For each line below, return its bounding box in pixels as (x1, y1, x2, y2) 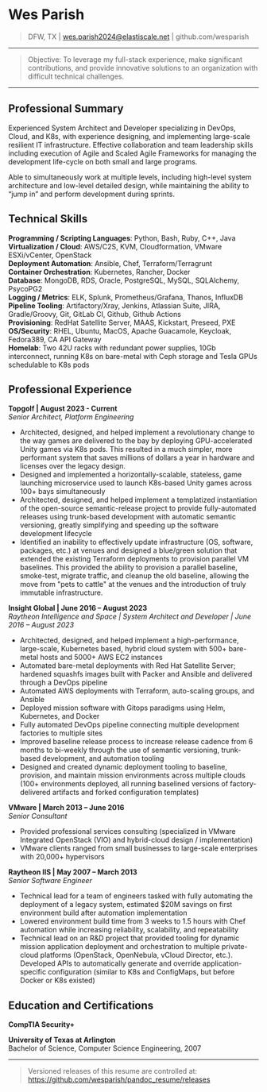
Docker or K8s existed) (19, 975, 95, 986)
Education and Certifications (8, 998, 154, 1012)
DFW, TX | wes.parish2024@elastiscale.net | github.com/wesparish (27, 32, 250, 41)
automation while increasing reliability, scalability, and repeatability (19, 925, 239, 935)
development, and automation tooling (42, 754, 164, 763)
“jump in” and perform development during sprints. (8, 189, 175, 199)
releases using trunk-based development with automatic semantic (19, 512, 237, 522)
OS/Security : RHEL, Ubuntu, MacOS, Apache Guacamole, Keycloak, (8, 326, 232, 335)
